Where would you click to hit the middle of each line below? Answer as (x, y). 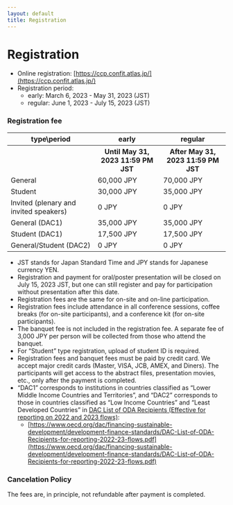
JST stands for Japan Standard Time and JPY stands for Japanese (113, 262)
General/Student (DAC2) (51, 245)
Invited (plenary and (43, 203)
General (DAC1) (37, 223)
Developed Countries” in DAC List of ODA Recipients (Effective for (111, 409)
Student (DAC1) (37, 234)
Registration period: (45, 88)
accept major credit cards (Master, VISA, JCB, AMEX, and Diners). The (118, 366)
